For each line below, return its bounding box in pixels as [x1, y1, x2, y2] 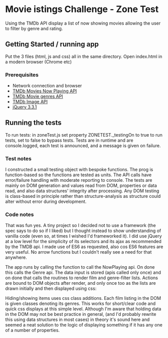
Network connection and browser [12, 83, 82, 89]
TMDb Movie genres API [12, 93, 64, 99]
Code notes [5, 211, 34, 218]
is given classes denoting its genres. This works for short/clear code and [5, 300, 156, 307]
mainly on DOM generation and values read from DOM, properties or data [5, 182, 157, 189]
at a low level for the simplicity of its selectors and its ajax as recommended [5, 239, 162, 245]
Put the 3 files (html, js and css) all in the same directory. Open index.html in [5, 53, 162, 59]
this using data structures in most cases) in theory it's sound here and [5, 316, 150, 322]
